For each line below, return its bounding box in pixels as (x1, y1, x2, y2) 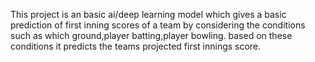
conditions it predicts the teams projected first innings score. (10, 40, 262, 52)
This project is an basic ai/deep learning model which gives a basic (10, 9, 287, 20)
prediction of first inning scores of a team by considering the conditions (10, 19, 306, 31)
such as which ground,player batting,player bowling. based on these (10, 30, 293, 41)
